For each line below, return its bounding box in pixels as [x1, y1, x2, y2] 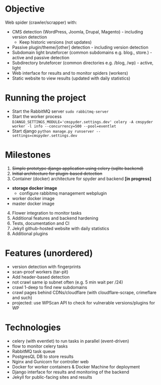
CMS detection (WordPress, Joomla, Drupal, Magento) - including [12, 29, 144, 34]
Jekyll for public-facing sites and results [12, 374, 92, 380]
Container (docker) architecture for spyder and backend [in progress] [12, 176, 151, 182]
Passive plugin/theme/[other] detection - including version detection [12, 44, 148, 50]
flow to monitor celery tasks [12, 343, 68, 349]
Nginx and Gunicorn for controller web [12, 358, 89, 365]
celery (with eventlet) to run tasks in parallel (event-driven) [12, 338, 130, 344]
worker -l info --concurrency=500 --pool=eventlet [12, 124, 117, 129]
